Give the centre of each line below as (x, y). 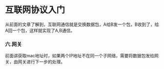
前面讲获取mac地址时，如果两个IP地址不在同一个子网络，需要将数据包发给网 (82, 56)
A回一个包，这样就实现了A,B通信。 (40, 30)
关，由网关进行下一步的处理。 (35, 62)
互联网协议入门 (35, 10)
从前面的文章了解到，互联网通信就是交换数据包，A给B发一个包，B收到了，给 (82, 24)
